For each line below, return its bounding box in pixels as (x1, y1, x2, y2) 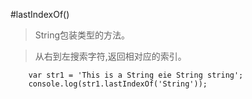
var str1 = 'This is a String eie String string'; (28, 70, 244, 80)
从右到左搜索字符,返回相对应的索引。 (34, 50, 187, 62)
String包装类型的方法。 (34, 29, 131, 41)
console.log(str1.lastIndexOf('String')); (28, 79, 208, 89)
